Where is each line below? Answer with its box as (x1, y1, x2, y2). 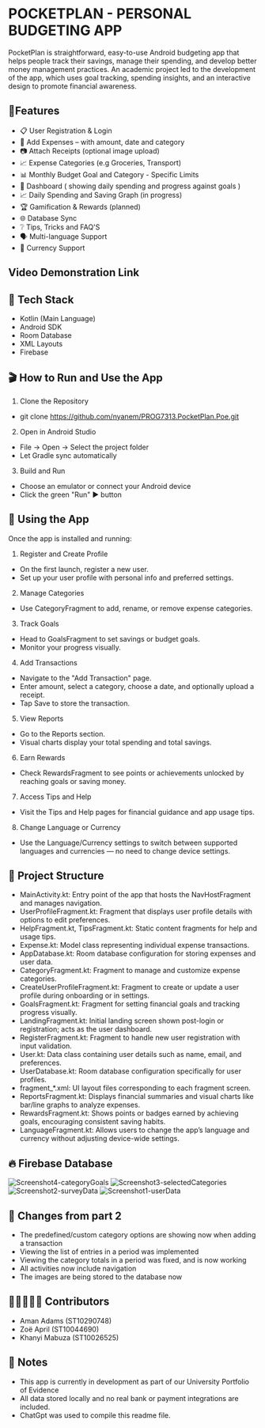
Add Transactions (19, 657, 78, 667)
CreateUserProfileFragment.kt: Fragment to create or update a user (19, 983, 240, 992)
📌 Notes (8, 1356, 48, 1369)
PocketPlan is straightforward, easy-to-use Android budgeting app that (8, 47, 240, 57)
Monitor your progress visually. (19, 642, 121, 652)
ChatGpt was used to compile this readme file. (19, 1410, 172, 1420)
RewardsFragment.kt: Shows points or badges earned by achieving (19, 1108, 239, 1118)
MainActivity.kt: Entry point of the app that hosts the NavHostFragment (19, 890, 252, 900)
